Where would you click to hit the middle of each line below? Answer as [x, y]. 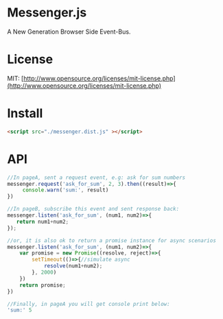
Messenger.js [47, 13]
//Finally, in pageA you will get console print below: [89, 304]
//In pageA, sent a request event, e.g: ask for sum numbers [96, 177]
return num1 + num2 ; [43, 222]
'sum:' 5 [20, 310]
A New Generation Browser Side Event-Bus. [69, 32]
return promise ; [43, 285]
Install [25, 114]
